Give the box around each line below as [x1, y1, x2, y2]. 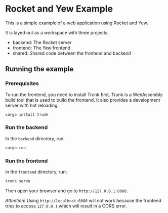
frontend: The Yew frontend [12, 45, 71, 51]
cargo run [5, 145, 26, 150]
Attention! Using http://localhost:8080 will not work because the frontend [5, 197, 161, 203]
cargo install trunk [5, 112, 49, 117]
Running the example [5, 65, 74, 73]
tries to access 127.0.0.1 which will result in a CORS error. [5, 203, 128, 209]
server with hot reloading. [5, 102, 59, 108]
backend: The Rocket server [12, 39, 72, 46]
